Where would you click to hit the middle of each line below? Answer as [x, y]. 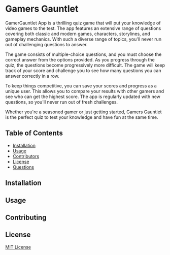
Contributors [26, 156]
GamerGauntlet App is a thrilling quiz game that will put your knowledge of [83, 23]
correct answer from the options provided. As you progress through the [80, 59]
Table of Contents [34, 133]
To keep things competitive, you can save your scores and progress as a [81, 86]
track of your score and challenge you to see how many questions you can [83, 70]
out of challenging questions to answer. [46, 44]
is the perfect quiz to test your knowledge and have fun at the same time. [82, 117]
